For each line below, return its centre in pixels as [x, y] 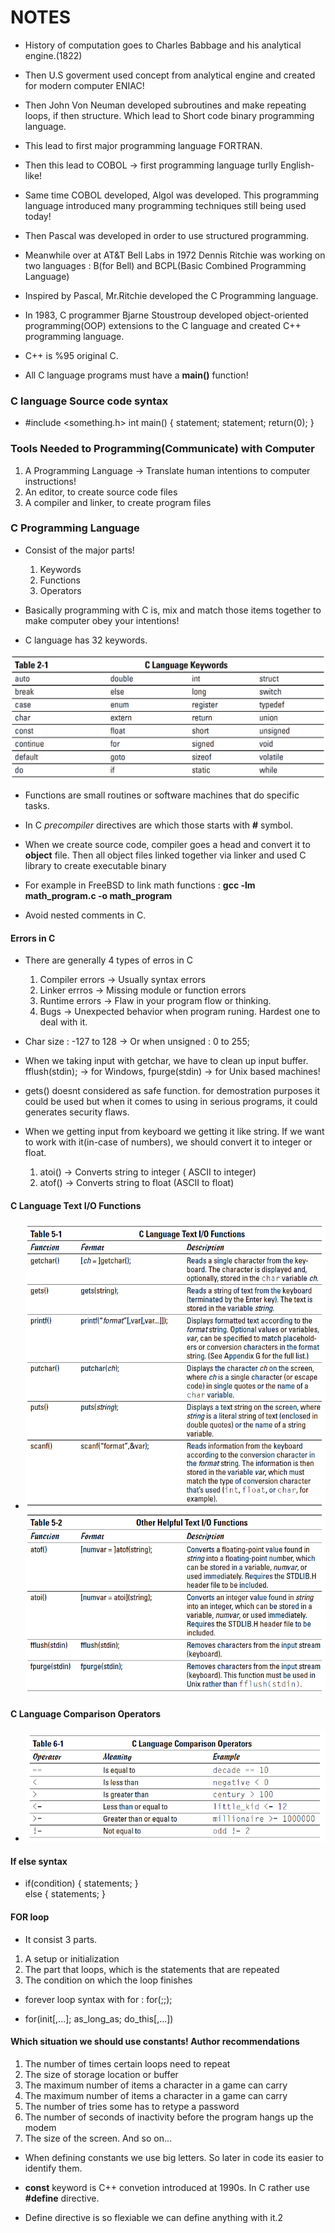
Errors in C [33, 938]
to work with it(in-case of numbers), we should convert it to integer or [168, 1142]
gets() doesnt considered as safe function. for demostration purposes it [172, 1091]
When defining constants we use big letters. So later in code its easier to [174, 2157]
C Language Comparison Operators [86, 1713]
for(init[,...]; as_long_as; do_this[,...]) [99, 2018]
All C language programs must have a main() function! [136, 375]
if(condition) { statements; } [81, 1883]
